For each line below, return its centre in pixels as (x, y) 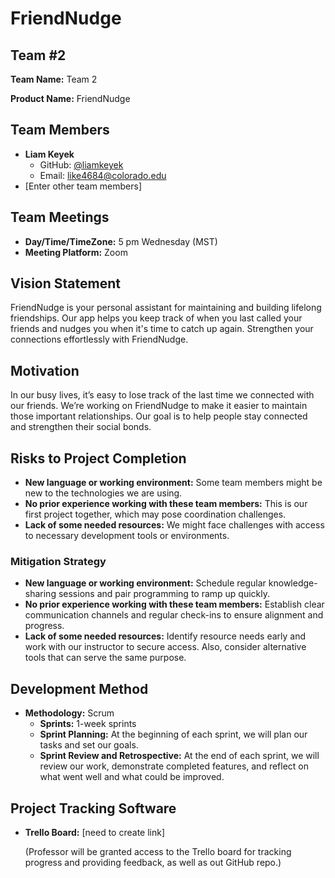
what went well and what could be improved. (132, 777)
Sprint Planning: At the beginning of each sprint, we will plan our (173, 734)
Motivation (45, 370)
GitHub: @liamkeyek (81, 164)
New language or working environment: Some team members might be (173, 483)
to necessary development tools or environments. (127, 536)
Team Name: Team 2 (54, 79)
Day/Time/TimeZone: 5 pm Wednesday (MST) (121, 241)
